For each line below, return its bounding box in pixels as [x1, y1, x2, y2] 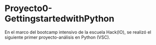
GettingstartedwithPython [4, 13, 115, 24]
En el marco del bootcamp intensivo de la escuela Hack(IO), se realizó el [4, 29, 152, 35]
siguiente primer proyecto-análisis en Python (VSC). [4, 34, 110, 40]
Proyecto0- [4, 3, 53, 14]
